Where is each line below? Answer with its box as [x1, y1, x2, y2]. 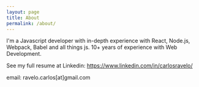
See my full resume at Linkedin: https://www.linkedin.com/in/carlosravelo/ [6, 62, 193, 69]
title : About [6, 15, 40, 21]
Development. [6, 50, 42, 58]
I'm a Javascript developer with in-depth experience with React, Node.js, [6, 37, 190, 45]
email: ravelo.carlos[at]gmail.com [6, 74, 91, 81]
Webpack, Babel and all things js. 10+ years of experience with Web [6, 43, 178, 51]
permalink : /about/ [6, 20, 56, 26]
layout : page [6, 9, 40, 15]
